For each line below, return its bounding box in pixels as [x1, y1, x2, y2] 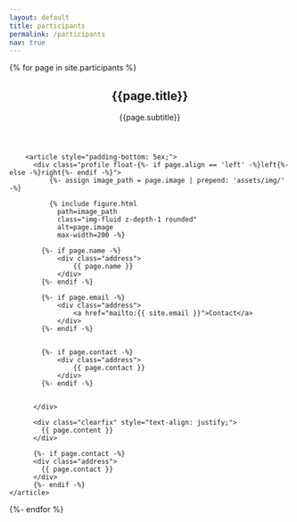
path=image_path [56, 207, 118, 217]
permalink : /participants [9, 29, 105, 38]
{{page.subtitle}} [119, 112, 181, 123]
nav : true [9, 37, 46, 47]
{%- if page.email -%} [41, 294, 126, 302]
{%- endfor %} [9, 504, 64, 515]
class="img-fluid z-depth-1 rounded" [56, 215, 198, 224]
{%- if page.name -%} [41, 246, 122, 255]
